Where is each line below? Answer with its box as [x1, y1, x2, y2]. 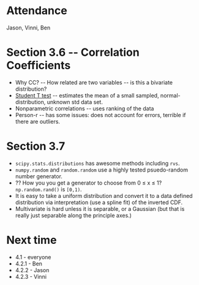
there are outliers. [15, 118, 60, 125]
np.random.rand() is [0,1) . [15, 185, 82, 193]
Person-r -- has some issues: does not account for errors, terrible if [15, 111, 186, 118]
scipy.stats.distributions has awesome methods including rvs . [15, 159, 180, 167]
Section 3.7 [6, 139, 66, 153]
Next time [6, 234, 57, 247]
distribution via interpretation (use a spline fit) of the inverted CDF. [15, 199, 183, 206]
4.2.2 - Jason [15, 266, 50, 273]
